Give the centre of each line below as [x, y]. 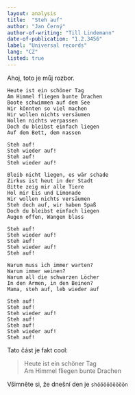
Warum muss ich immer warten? [50, 265]
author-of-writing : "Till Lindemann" [61, 33]
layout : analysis [32, 13]
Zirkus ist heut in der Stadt [50, 181]
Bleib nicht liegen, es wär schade [58, 175]
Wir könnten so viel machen [47, 108]
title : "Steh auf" [35, 20]
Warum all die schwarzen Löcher [53, 277]
